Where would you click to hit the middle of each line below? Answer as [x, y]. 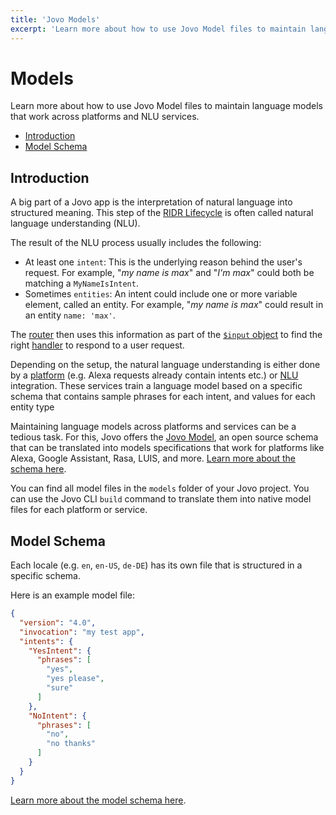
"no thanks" [71, 744]
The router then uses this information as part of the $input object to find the [166, 335]
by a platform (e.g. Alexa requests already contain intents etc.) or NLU [154, 375]
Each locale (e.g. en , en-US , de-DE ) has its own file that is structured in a [156, 565]
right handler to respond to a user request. [97, 345]
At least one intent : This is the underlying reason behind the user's [163, 262]
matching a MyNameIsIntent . [81, 283]
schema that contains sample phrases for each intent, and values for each [163, 397]
